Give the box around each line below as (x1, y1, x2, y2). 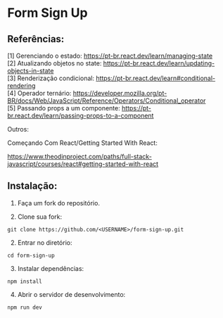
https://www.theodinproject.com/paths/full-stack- (7, 153, 153, 160)
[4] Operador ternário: (7, 89, 72, 97)
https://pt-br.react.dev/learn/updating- (103, 59, 215, 68)
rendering (7, 82, 36, 89)
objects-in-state (7, 67, 54, 75)
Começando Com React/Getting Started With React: (7, 139, 158, 147)
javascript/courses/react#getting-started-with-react (7, 160, 159, 168)
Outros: (7, 125, 30, 133)
